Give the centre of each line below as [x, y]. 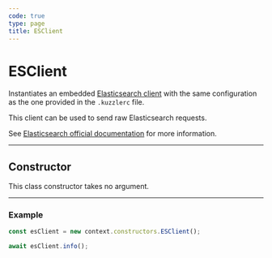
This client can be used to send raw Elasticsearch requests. [108, 118]
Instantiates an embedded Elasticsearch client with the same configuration [133, 93]
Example [26, 215]
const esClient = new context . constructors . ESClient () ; [104, 232]
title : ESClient [36, 31]
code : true [27, 16]
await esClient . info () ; [49, 247]
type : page [27, 24]
